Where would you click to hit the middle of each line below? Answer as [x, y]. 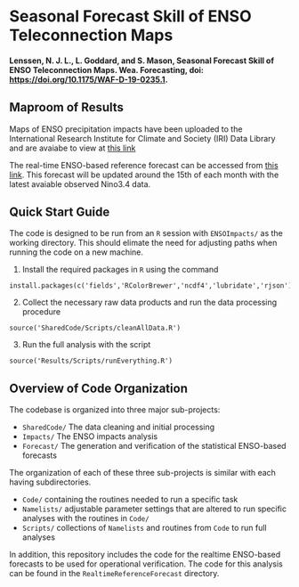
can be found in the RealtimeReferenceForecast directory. [114, 574]
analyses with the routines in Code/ [85, 518]
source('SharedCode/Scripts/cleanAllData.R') [95, 328]
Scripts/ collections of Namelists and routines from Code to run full [144, 528]
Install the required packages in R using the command [120, 270]
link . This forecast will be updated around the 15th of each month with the [144, 175]
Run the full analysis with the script [86, 345]
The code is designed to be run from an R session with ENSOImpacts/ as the [146, 233]
